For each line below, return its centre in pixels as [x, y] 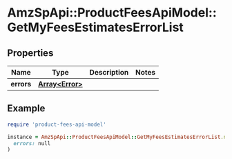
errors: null [32, 143]
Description [109, 72]
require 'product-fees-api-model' [57, 124]
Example [26, 109]
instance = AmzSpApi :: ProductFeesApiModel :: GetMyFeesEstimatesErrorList [114, 137]
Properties [30, 53]
